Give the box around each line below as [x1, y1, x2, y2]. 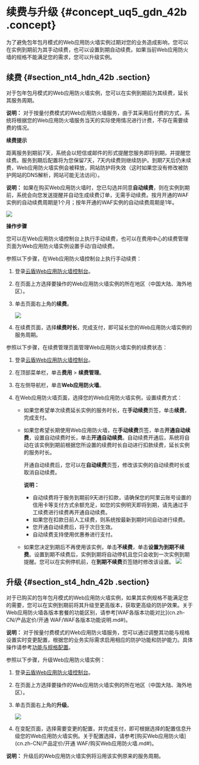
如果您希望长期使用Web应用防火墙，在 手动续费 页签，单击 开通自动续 [23, 427, 191, 434]
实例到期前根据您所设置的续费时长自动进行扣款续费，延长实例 [39, 441, 190, 448]
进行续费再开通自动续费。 [48, 508, 111, 515]
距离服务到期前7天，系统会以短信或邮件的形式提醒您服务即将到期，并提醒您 [6, 149, 191, 156]
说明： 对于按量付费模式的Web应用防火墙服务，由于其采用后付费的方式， [6, 109, 185, 116]
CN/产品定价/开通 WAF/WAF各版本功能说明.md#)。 [6, 616, 131, 623]
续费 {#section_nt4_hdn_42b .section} [6, 72, 151, 83]
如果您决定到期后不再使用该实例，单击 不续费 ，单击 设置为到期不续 [23, 543, 185, 550]
